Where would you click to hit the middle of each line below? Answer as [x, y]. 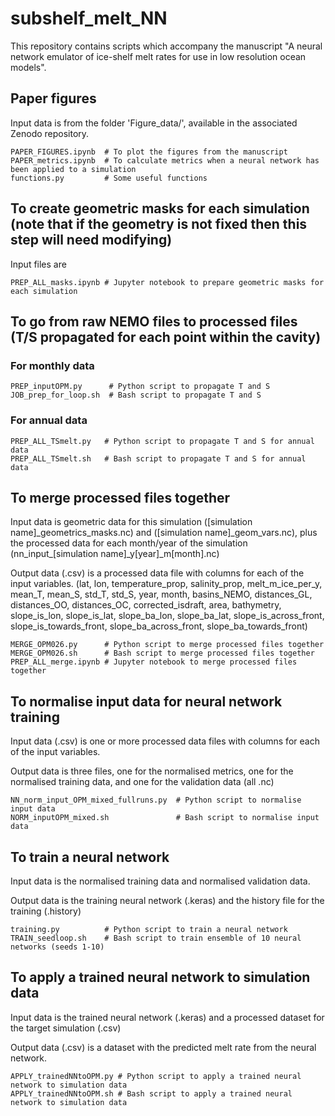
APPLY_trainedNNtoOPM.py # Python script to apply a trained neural [156, 1076]
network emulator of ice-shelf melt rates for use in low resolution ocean [158, 56]
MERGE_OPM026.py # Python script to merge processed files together [167, 645]
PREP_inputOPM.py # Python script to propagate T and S [140, 387]
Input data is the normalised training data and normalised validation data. [160, 881]
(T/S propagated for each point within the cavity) [166, 337]
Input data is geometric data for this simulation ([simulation [131, 522]
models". [28, 67]
